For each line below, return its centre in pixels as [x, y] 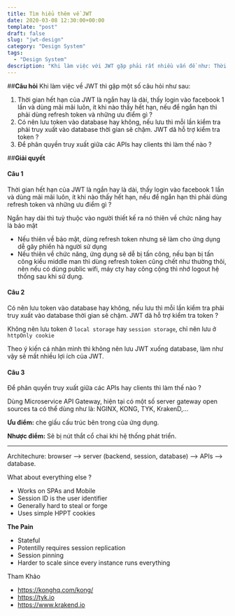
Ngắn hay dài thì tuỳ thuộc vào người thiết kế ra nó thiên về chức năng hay [114, 217]
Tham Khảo [24, 577]
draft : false [26, 33]
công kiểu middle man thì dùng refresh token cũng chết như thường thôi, [122, 261]
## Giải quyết [26, 158]
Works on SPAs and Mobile [56, 491]
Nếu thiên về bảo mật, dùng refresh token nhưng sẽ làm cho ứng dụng [119, 239]
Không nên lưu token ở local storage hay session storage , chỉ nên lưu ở [112, 329]
